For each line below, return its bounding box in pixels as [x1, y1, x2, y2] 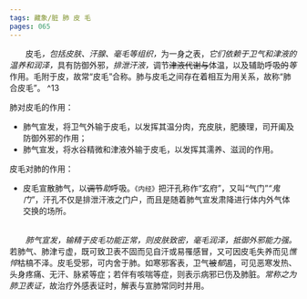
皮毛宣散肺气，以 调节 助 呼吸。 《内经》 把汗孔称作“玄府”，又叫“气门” [22, 182, 269, 193]
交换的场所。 [22, 205, 71, 216]
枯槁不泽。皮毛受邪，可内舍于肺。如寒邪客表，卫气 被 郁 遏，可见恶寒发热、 [17, 257, 297, 268]
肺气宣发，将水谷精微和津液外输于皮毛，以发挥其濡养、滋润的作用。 [22, 143, 279, 155]
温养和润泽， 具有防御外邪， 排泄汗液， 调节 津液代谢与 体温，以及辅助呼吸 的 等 [9, 59, 297, 70]
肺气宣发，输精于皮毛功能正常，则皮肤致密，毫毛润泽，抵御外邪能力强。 [26, 234, 297, 245]
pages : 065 [9, 22, 51, 31]
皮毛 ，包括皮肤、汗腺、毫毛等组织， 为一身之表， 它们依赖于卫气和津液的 [26, 47, 297, 59]
